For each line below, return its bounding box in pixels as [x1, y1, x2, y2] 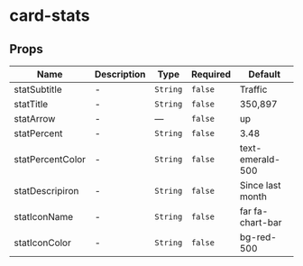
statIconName [14, 211, 74, 223]
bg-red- [239, 231, 277, 243]
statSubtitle [14, 83, 63, 96]
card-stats [9, 5, 90, 26]
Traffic [239, 83, 268, 96]
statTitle [14, 98, 49, 110]
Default [247, 69, 281, 80]
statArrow [14, 113, 56, 124]
